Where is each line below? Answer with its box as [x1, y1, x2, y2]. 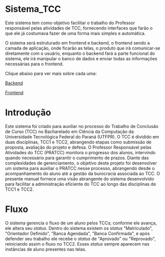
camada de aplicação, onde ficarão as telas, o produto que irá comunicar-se [5, 45, 161, 51]
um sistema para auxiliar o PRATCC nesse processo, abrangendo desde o [5, 165, 155, 171]
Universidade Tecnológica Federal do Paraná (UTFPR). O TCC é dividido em [5, 133, 159, 139]
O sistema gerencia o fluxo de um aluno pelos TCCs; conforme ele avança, [5, 220, 157, 226]
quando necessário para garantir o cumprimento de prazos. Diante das [5, 155, 149, 161]
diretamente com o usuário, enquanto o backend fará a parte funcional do [5, 50, 155, 56]
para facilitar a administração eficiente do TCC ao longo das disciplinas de [5, 181, 156, 187]
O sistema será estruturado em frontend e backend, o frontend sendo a [5, 40, 150, 45]
